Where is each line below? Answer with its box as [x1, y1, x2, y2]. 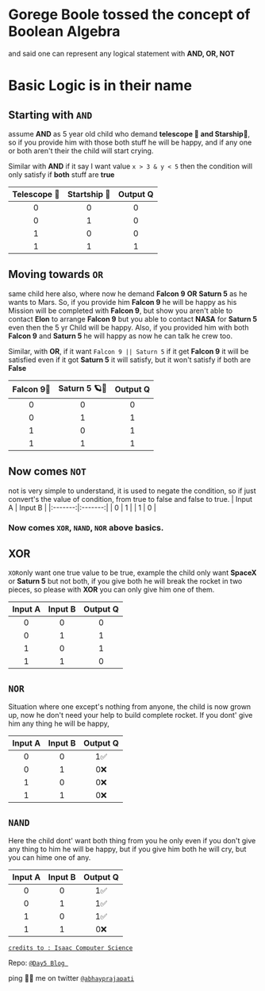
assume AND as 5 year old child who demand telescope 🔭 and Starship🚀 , [8, 129, 251, 138]
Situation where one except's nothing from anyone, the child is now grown [8, 702, 252, 711]
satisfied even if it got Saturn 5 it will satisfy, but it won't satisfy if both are [8, 355, 252, 364]
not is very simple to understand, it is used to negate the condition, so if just [8, 486, 256, 495]
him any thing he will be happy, [8, 719, 109, 728]
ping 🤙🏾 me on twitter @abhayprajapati [8, 973, 135, 982]
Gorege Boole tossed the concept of [8, 6, 251, 24]
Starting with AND [8, 108, 93, 121]
